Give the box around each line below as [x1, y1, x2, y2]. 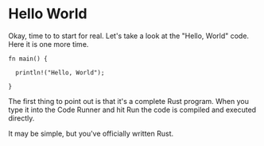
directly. [8, 113, 35, 123]
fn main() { [8, 55, 48, 63]
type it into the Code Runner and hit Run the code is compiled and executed [8, 105, 257, 114]
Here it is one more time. [8, 39, 89, 48]
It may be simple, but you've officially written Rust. [8, 129, 173, 138]
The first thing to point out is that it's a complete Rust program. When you [8, 96, 249, 106]
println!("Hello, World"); [15, 68, 105, 76]
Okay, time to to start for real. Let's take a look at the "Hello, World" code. [8, 31, 249, 40]
